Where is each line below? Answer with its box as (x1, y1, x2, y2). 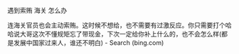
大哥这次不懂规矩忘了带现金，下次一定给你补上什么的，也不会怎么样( (19, 30, 222, 38)
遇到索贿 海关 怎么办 (7, 6, 68, 14)
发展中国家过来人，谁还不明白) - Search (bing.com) (13, 39, 164, 47)
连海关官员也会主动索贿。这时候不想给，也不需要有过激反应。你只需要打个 (7, 21, 225, 29)
